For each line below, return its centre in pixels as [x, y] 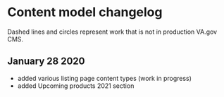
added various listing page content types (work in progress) [105, 78]
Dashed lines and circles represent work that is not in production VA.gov [112, 32]
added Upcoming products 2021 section [76, 86]
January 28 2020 [46, 62]
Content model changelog [85, 12]
